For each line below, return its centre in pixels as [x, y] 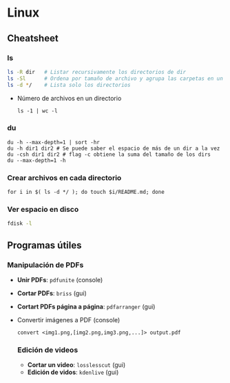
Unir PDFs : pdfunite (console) [60, 279]
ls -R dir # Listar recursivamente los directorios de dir [97, 72]
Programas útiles [44, 245]
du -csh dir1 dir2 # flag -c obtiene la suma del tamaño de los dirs [109, 154]
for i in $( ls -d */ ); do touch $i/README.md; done [86, 192]
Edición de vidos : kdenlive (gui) [73, 372]
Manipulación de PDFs [45, 265]
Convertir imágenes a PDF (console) [69, 320]
